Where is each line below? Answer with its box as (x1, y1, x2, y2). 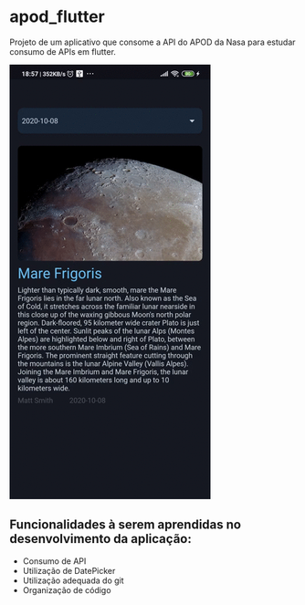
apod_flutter (9, 6, 105, 27)
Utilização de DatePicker (22, 565, 116, 576)
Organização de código (22, 584, 111, 595)
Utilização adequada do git (22, 575, 125, 586)
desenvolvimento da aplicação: (9, 531, 192, 547)
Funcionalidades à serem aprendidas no (9, 517, 242, 533)
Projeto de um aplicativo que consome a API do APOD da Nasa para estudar (9, 37, 296, 47)
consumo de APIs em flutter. (9, 46, 117, 57)
